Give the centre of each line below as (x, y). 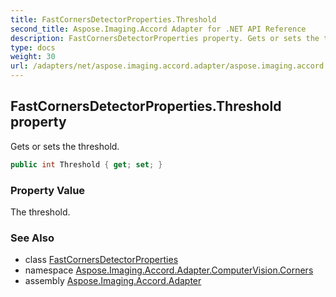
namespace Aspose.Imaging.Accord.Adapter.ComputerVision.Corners (169, 270)
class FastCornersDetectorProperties (101, 260)
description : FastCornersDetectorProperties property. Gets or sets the (165, 38)
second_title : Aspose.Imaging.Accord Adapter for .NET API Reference (158, 29)
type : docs (33, 47)
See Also (32, 238)
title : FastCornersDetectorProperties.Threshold (113, 19)
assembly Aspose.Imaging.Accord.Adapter (113, 281)
